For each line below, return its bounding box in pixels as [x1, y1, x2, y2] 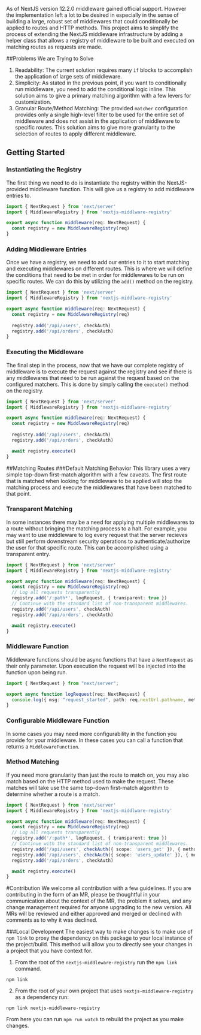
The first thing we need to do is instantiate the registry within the [6, 179, 166, 186]
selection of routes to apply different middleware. [14, 130, 136, 137]
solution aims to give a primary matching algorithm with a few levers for [14, 92, 191, 99]
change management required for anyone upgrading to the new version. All [6, 904, 191, 911]
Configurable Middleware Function [6, 716, 109, 725]
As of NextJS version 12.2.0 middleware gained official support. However [6, 5, 187, 12]
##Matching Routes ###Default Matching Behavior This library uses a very [6, 464, 191, 472]
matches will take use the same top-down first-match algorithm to [6, 784, 169, 791]
